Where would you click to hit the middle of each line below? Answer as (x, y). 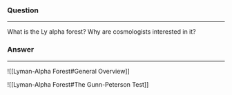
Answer (21, 50)
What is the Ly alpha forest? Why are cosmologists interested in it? (101, 32)
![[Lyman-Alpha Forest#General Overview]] (68, 71)
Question (23, 10)
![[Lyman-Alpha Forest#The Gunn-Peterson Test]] (78, 84)
